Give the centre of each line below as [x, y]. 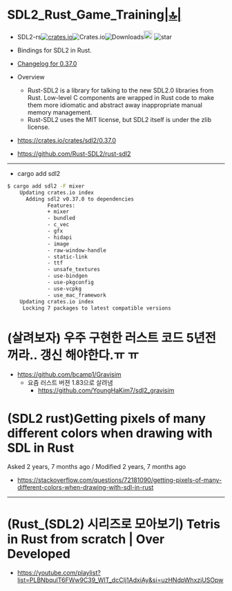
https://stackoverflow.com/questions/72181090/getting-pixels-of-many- [119, 480]
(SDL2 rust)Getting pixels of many [106, 418]
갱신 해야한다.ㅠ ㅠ [89, 355]
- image [58, 244]
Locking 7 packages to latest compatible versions [97, 308]
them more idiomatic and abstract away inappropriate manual [115, 105]
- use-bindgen [68, 276]
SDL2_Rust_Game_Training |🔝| [94, 15]
